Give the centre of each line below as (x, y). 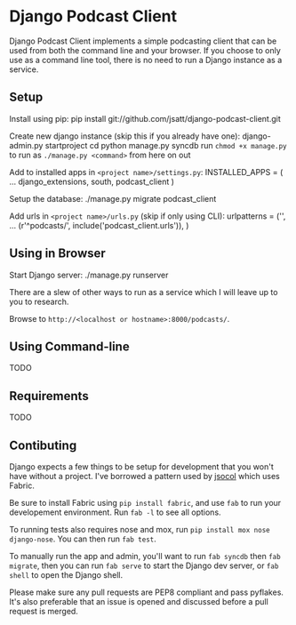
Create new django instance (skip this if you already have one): (125, 136)
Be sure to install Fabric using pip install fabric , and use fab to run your (145, 503)
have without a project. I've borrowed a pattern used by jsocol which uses (144, 476)
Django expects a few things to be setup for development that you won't (141, 467)
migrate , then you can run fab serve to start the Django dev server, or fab (144, 565)
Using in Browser (58, 254)
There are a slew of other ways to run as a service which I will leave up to (144, 292)
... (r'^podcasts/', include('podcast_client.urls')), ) (99, 225)
